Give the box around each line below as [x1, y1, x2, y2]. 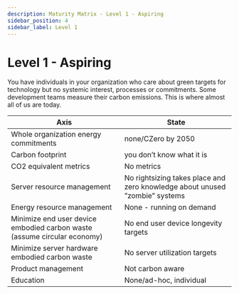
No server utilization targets [124, 248, 217, 258]
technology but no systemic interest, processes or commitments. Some [7, 85, 217, 94]
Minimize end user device [11, 214, 97, 224]
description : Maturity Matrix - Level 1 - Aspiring [7, 10, 164, 18]
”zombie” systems [124, 191, 185, 201]
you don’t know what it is [124, 150, 208, 160]
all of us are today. [7, 100, 62, 109]
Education [11, 275, 45, 285]
